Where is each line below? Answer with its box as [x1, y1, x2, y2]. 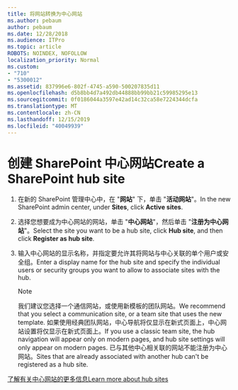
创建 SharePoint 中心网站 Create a [7, 155, 205, 171]
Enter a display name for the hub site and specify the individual [36, 258, 221, 267]
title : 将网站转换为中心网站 [7, 10, 83, 18]
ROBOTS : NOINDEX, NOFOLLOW [7, 50, 87, 57]
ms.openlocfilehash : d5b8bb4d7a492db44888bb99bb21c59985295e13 [7, 89, 198, 96]
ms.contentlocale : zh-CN [7, 109, 81, 116]
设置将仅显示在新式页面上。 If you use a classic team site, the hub [23, 327, 215, 335]
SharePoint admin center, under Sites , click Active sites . [17, 203, 183, 211]
